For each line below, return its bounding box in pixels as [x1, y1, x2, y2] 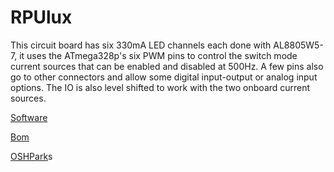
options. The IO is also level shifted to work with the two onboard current [10, 81, 311, 93]
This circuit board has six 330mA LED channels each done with [10, 39, 272, 51]
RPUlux [10, 6, 73, 29]
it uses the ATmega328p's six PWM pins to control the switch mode [19, 49, 298, 61]
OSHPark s [10, 150, 53, 162]
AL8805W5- [273, 39, 324, 51]
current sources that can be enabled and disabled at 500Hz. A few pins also [10, 60, 324, 72]
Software [10, 111, 48, 123]
